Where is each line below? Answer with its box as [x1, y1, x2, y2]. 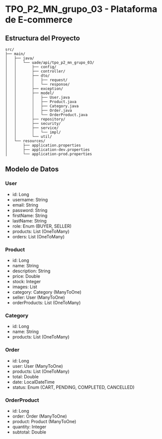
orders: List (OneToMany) [12, 233, 65, 239]
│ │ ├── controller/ [5, 69, 66, 74]
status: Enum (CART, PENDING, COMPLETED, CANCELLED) [12, 384, 135, 390]
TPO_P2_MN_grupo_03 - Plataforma [5, 3, 158, 15]
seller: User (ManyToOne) [12, 294, 66, 300]
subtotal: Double [12, 429, 46, 435]
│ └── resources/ [5, 138, 46, 143]
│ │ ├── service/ [5, 125, 59, 130]
